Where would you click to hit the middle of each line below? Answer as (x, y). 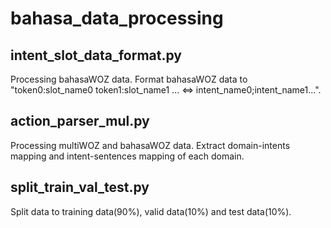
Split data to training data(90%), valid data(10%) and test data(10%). (151, 211)
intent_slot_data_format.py (96, 55)
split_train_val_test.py (80, 187)
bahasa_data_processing (117, 18)
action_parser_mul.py (80, 121)
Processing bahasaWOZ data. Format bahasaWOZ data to (129, 79)
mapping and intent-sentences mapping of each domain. (127, 156)
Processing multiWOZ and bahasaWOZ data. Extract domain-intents (150, 145)
